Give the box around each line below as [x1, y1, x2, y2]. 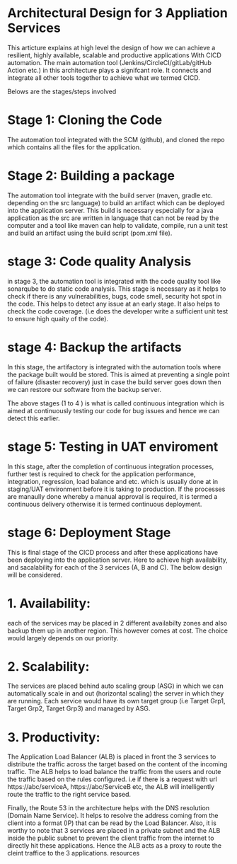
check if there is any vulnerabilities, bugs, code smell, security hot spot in [7, 292, 221, 300]
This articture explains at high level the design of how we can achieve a [7, 43, 216, 52]
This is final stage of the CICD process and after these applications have [7, 548, 218, 556]
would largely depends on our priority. [7, 633, 119, 642]
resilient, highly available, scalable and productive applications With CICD [7, 51, 221, 59]
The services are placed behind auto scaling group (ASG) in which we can [7, 681, 224, 691]
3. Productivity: [7, 729, 100, 745]
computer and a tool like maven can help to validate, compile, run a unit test [7, 221, 228, 229]
